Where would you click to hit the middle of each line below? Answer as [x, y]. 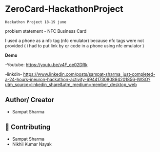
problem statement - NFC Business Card [46, 31]
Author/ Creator [30, 100]
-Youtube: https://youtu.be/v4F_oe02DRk [46, 65]
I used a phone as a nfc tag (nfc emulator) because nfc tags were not [75, 41]
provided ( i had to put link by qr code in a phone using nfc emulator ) [75, 45]
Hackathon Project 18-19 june [36, 22]
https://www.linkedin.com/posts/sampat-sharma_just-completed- [89, 74]
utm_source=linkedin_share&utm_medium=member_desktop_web [71, 85]
